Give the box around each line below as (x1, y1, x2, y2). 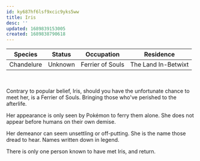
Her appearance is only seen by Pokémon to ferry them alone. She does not (6, 112, 194, 119)
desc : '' (6, 20, 28, 26)
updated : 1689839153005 (6, 25, 66, 32)
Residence (144, 50, 175, 59)
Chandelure (9, 61, 43, 69)
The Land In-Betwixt (130, 61, 189, 69)
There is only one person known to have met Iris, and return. (6, 148, 156, 155)
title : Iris (6, 14, 36, 20)
